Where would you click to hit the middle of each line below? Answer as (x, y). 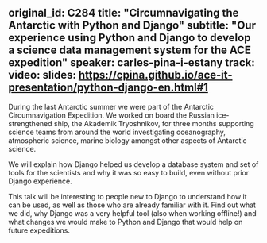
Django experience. (41, 181)
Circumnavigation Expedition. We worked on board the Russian (111, 115)
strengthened (31, 123)
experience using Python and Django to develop (130, 38)
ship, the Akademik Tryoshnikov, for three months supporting (154, 123)
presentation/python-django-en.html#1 (108, 88)
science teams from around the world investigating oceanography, (117, 132)
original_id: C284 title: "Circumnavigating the (124, 13)
